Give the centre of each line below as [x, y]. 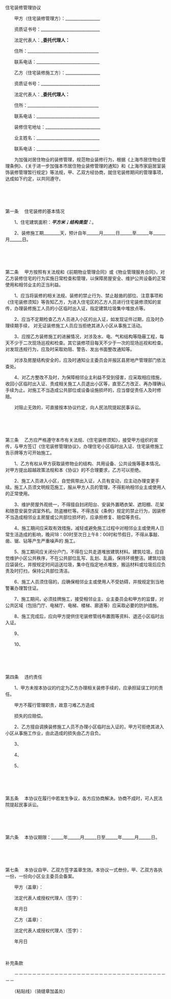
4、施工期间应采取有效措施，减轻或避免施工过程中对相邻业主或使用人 [87, 528]
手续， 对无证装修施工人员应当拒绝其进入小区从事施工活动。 [82, 326]
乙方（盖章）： [28, 920]
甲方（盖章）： [28, 887]
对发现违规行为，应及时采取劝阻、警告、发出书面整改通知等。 [70, 349]
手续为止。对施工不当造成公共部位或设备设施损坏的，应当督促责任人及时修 [83, 390]
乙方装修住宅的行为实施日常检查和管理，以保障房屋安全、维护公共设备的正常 [85, 278]
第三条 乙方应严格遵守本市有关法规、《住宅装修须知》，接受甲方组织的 [79, 440]
